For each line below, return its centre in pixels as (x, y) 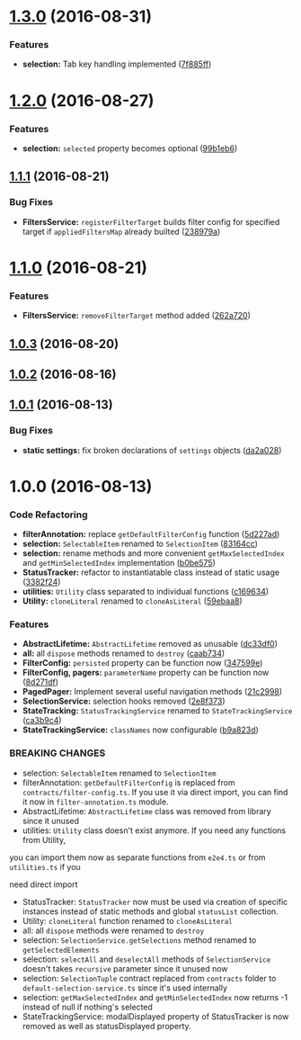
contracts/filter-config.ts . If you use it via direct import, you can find (155, 792)
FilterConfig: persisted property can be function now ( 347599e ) (142, 663)
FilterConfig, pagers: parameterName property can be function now (146, 673)
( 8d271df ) (40, 682)
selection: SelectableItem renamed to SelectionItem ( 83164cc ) (140, 544)
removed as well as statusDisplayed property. (106, 1026)
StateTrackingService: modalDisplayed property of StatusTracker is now (155, 1016)
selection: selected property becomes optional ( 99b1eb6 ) (130, 148)
